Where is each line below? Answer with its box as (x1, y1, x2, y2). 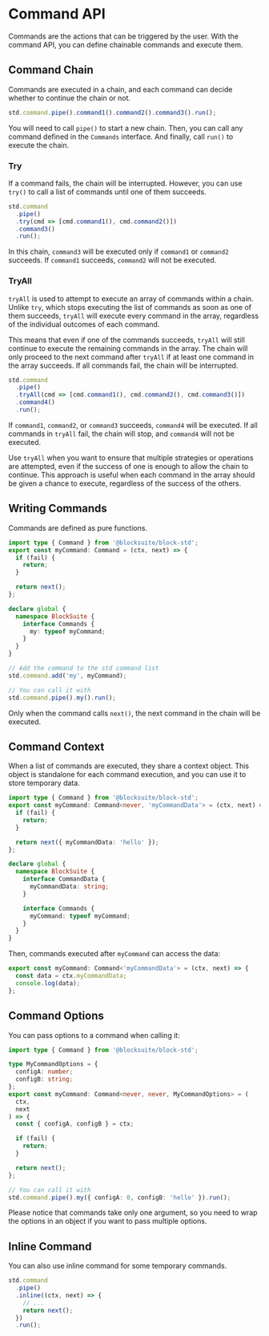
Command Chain (8, 63, 94, 77)
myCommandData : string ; (29, 882, 110, 891)
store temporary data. (8, 778, 80, 788)
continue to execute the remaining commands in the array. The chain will (8, 343, 248, 353)
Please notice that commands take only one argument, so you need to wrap (8, 1208, 258, 1217)
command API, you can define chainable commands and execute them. (8, 39, 243, 49)
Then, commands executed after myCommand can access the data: (8, 949, 221, 959)
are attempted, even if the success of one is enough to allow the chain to (8, 461, 249, 470)
